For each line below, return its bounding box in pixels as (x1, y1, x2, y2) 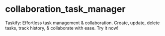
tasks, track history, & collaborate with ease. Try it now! (5, 25, 119, 31)
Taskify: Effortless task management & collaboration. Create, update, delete (5, 20, 160, 26)
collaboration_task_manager (5, 3, 126, 15)
